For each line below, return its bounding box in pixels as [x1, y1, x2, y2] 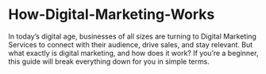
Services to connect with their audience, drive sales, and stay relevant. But [8, 39, 253, 49]
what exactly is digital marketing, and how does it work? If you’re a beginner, [8, 48, 259, 57]
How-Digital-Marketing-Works [8, 6, 215, 24]
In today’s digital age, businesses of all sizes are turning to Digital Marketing [8, 31, 256, 41]
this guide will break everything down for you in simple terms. [8, 57, 210, 66]
